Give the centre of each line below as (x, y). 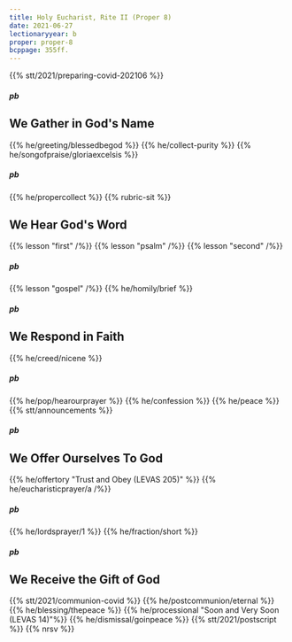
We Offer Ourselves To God (86, 458)
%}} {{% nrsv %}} (42, 629)
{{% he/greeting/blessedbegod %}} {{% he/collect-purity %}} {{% (131, 145)
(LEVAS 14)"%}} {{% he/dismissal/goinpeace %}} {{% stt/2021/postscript (143, 620)
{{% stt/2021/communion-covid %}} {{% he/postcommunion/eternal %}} (142, 601)
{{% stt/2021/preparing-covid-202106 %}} (86, 75)
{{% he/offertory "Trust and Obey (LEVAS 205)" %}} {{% (113, 480)
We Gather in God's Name (82, 124)
